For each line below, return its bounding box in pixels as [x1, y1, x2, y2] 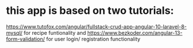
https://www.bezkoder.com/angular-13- [87, 29, 183, 36]
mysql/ [6, 29, 23, 36]
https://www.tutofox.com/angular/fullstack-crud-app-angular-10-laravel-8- [6, 23, 187, 30]
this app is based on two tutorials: [6, 4, 174, 17]
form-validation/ [6, 35, 45, 42]
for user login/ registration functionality [46, 35, 140, 42]
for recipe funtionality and [23, 29, 87, 36]
